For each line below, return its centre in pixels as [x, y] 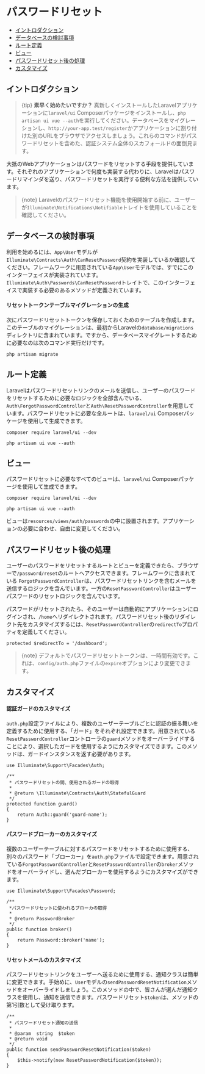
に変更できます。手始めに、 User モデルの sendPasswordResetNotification [97, 982]
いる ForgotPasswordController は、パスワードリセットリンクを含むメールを [101, 581]
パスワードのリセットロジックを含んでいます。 [65, 596]
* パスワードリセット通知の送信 [43, 1023]
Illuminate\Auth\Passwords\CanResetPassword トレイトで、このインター [95, 282]
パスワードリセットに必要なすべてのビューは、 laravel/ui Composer [92, 479]
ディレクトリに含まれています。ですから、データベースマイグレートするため [102, 335]
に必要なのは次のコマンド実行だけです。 [57, 342]
